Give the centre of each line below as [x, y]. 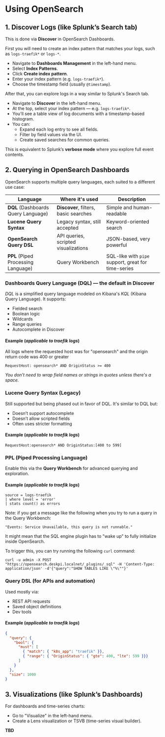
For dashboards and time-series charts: [45, 706]
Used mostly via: [22, 591]
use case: [15, 187]
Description [132, 199]
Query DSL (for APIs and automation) [50, 581]
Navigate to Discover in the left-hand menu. [57, 103]
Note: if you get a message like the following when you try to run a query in [81, 513]
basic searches [74, 213]
